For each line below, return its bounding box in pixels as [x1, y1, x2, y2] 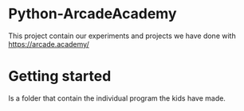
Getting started [8, 67, 112, 86]
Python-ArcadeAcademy [8, 5, 177, 23]
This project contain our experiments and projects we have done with [8, 31, 237, 40]
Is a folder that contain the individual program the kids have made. [8, 93, 226, 103]
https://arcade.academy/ [8, 39, 89, 48]
